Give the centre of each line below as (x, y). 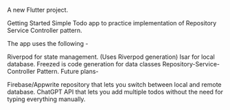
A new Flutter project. (38, 10)
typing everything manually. (46, 99)
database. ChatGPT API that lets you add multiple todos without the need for (115, 92)
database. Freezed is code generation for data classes (84, 64)
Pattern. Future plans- (68, 71)
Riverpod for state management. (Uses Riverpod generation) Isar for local (111, 57)
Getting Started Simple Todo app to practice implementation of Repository (112, 23)
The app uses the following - (48, 43)
